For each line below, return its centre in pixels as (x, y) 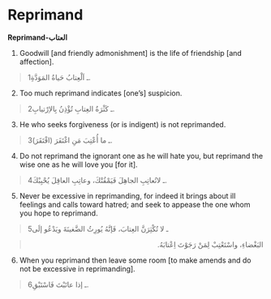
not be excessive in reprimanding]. (77, 268)
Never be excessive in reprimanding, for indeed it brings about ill (127, 195)
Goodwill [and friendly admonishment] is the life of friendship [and (131, 53)
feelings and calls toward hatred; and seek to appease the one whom (135, 204)
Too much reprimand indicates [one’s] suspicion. (101, 93)
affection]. (37, 62)
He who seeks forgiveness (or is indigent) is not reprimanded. (123, 124)
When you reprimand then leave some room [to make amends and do (135, 260)
